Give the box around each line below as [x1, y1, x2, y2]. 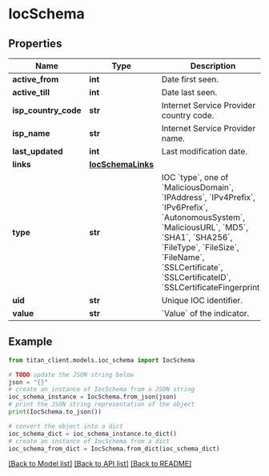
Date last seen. [161, 87, 218, 98]
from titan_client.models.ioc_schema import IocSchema [8, 356, 195, 364]
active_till [12, 87, 50, 98]
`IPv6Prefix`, [161, 202, 208, 213]
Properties [8, 37, 62, 50]
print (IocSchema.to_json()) [8, 408, 102, 416]
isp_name [12, 128, 50, 138]
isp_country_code [12, 105, 82, 116]
